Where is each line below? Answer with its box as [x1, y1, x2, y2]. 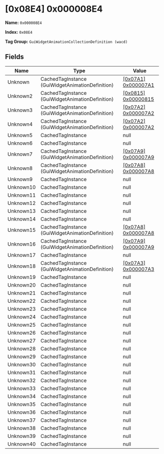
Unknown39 [7, 432, 36, 439]
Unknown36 [7, 409, 36, 415]
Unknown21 [7, 290, 36, 296]
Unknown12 [7, 200, 36, 206]
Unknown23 [7, 305, 36, 312]
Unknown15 [7, 227, 36, 233]
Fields [5, 53, 24, 61]
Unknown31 [7, 369, 36, 376]
